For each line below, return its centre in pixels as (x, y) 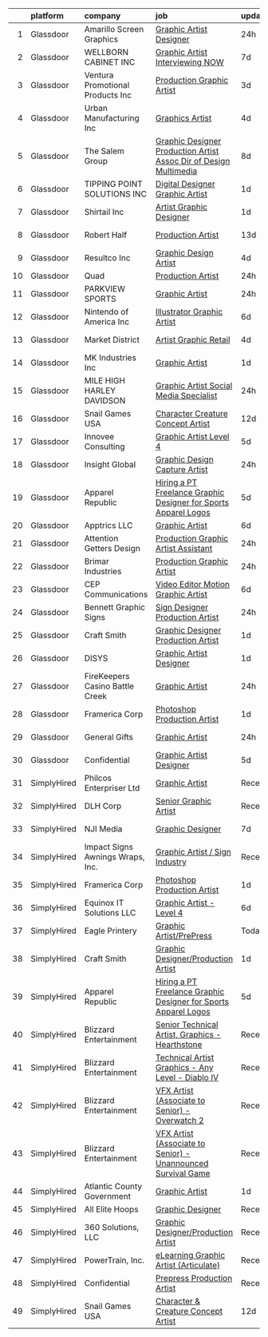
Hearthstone (179, 1044)
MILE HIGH (105, 381)
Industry (171, 862)
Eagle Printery (110, 931)
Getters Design (112, 548)
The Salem (104, 151)
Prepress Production (194, 1278)
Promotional (107, 85)
